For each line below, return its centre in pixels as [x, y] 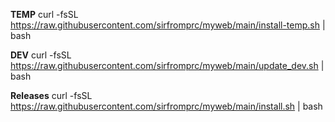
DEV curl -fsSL [41, 55]
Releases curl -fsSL [51, 95]
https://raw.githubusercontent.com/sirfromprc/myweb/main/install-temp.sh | [168, 25]
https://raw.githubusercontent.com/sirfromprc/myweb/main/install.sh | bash [166, 106]
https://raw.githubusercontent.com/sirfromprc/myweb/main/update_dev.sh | [167, 65]
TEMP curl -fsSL [44, 14]
